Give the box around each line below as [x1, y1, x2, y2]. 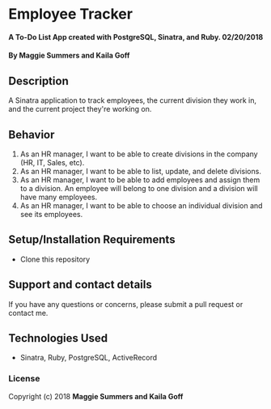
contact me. [8, 308, 49, 317]
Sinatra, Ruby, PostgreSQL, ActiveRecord [19, 353, 158, 363]
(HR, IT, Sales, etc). [19, 158, 85, 167]
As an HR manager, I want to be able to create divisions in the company [19, 149, 258, 159]
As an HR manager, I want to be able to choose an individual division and [19, 201, 263, 211]
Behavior [8, 127, 55, 142]
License [8, 373, 40, 385]
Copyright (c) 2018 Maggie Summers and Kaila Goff [8, 391, 184, 401]
